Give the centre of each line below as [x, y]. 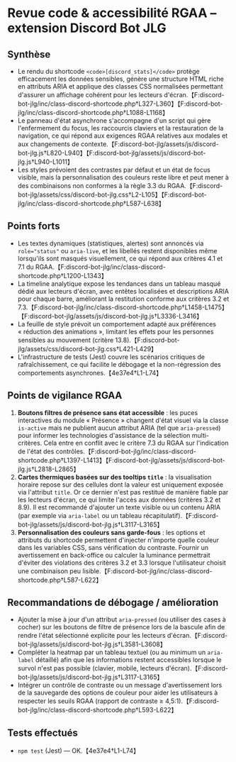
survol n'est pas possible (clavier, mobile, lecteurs [91, 668]
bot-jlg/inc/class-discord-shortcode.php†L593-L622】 [97, 710]
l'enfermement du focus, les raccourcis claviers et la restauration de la [120, 128]
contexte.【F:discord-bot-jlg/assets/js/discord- [150, 144]
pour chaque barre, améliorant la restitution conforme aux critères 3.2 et [123, 299]
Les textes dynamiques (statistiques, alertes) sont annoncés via [111, 243]
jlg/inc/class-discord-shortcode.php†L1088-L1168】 [93, 112]
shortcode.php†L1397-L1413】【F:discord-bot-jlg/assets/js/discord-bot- [121, 460]
